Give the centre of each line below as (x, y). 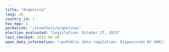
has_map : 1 (17, 24)
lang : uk (14, 14)
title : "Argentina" (26, 10)
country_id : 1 (20, 19)
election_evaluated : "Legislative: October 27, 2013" (63, 33)
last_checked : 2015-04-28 (32, 38)
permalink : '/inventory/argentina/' (44, 28)
